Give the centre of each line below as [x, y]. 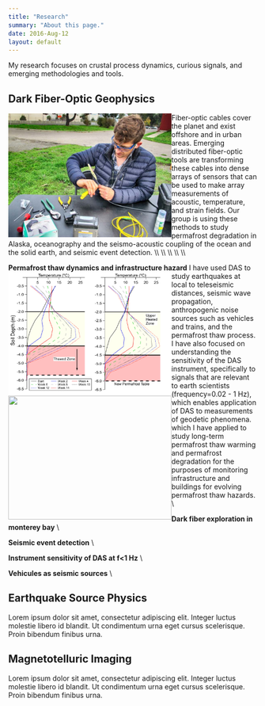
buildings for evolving [206, 487]
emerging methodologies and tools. [66, 74]
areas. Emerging [198, 143]
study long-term [198, 437]
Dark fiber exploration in [212, 519]
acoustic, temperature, [208, 202]
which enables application [214, 403]
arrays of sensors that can [214, 177]
